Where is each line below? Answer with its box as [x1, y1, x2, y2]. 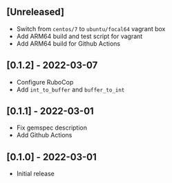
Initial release [16, 170, 55, 178]
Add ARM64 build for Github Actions [16, 39, 121, 48]
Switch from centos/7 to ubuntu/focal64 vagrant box [16, 24, 166, 33]
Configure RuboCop [16, 78, 74, 86]
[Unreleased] [6, 6, 65, 18]
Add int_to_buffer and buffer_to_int [16, 85, 125, 94]
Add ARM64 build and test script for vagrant [16, 32, 143, 40]
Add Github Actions [16, 131, 73, 139]
